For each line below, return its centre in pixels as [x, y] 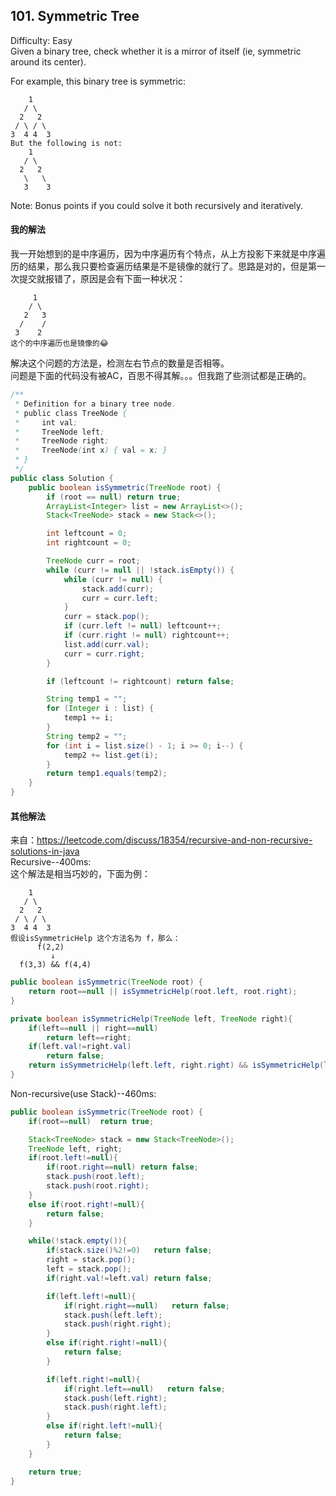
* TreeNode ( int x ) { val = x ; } [91, 450]
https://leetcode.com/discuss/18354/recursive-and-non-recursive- [174, 840]
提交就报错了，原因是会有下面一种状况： [102, 279]
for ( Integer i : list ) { [100, 709]
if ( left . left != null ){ [91, 1296]
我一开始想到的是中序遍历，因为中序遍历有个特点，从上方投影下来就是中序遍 [168, 254]
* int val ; [46, 422]
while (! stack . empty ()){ [78, 1241]
